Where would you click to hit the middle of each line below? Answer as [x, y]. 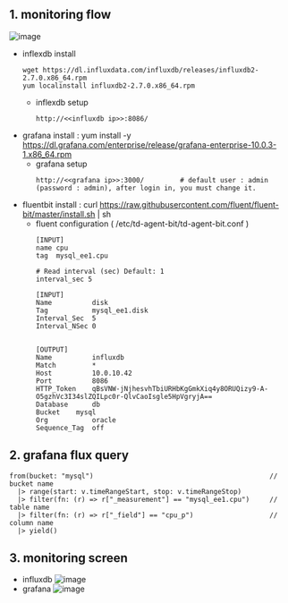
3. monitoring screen [68, 558]
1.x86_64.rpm [47, 154]
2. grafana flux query [69, 455]
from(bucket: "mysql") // [144, 476]
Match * [66, 365]
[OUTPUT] [52, 349]
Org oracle [76, 420]
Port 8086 [72, 381]
